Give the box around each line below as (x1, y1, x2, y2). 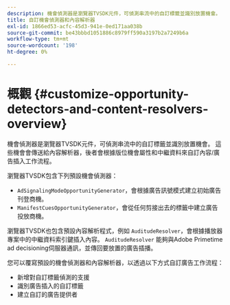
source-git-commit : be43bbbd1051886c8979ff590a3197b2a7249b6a (7, 29, 189, 36)
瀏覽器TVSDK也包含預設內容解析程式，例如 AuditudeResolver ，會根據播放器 (7, 227, 223, 235)
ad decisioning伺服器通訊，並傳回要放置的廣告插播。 (7, 244, 157, 252)
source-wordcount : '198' (7, 42, 78, 49)
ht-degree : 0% (7, 49, 48, 56)
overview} (7, 116, 67, 132)
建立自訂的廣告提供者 (16, 290, 78, 298)
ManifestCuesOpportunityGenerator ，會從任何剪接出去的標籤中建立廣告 (16, 203, 218, 211)
